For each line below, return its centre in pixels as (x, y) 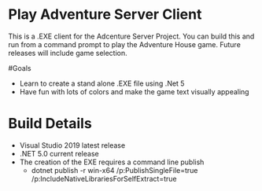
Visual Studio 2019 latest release (72, 145)
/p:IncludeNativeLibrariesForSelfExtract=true (104, 178)
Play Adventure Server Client (105, 15)
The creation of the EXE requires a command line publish (112, 162)
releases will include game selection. (68, 53)
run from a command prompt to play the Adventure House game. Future (125, 44)
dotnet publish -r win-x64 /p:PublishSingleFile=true (114, 170)
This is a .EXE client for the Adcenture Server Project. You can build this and (131, 36)
